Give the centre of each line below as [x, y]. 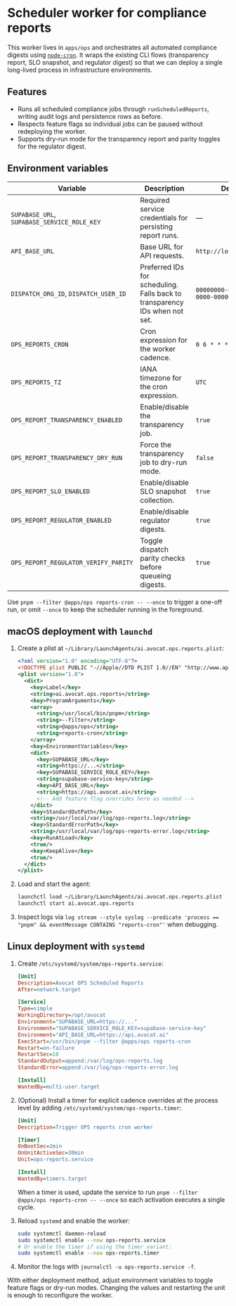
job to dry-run [164, 462]
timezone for [161, 378]
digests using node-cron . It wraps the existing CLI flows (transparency [108, 55]
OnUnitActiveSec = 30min [51, 1153]
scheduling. [159, 284]
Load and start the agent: [54, 884]
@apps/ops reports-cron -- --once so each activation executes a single [121, 1199]
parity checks [163, 558]
